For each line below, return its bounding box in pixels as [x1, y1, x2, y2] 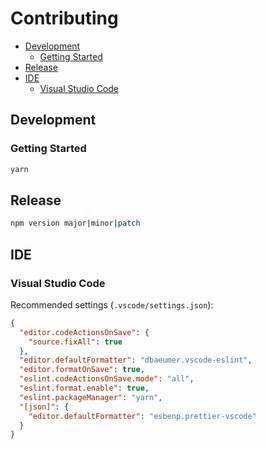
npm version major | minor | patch [10, 218, 141, 229]
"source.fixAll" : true [28, 337, 123, 347]
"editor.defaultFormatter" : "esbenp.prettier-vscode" [28, 411, 257, 421]
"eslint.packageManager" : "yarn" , [19, 392, 163, 402]
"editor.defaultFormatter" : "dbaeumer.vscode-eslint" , [19, 355, 253, 366]
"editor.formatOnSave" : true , [19, 365, 145, 375]
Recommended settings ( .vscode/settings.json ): [10, 298, 214, 311]
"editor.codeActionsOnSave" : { [19, 327, 150, 337]
